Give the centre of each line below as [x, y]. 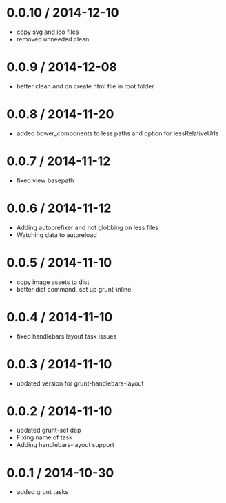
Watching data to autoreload [56, 235]
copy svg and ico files [48, 32]
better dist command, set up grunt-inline [74, 289]
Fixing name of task [44, 437]
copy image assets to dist [53, 282]
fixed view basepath [45, 180]
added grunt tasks [42, 492]
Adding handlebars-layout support [65, 445]
